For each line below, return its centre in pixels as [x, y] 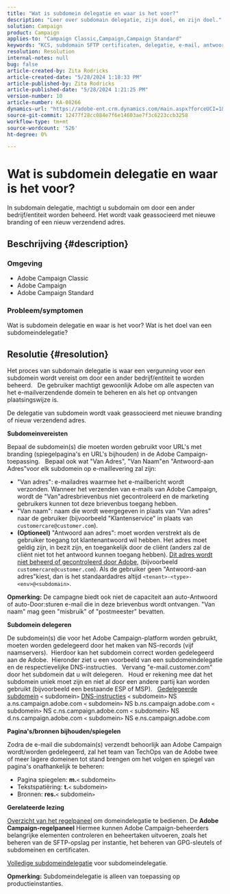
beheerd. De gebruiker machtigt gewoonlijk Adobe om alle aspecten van [111, 385]
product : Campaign [33, 33]
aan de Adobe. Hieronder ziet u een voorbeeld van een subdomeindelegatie [115, 660]
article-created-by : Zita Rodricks [58, 71]
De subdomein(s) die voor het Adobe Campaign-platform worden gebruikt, [112, 638]
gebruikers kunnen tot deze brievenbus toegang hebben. [97, 503]
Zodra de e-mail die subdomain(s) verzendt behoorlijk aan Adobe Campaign [115, 744]
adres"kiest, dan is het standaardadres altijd [79, 576]
